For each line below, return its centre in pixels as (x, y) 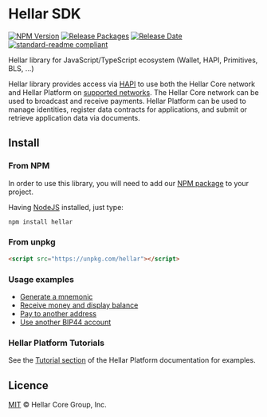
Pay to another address (58, 313)
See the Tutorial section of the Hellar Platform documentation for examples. (132, 360)
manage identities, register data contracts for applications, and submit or (128, 109)
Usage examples (41, 279)
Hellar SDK (45, 14)
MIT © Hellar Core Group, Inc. (58, 405)
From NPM (29, 166)
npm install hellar (41, 222)
